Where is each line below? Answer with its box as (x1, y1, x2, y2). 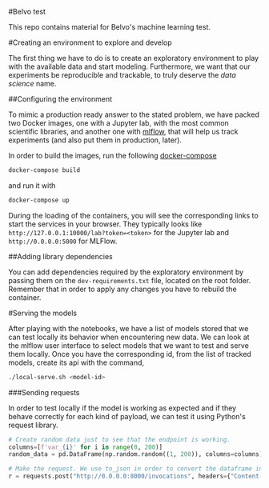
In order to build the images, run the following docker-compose (8, 151, 218, 160)
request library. (8, 420, 58, 430)
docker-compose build (8, 166, 81, 174)
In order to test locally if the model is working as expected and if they (8, 403, 237, 413)
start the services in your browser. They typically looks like (8, 219, 203, 229)
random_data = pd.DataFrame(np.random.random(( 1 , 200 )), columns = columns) (8, 450, 263, 458)
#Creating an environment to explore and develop (8, 38, 172, 47)
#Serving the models (8, 308, 78, 318)
